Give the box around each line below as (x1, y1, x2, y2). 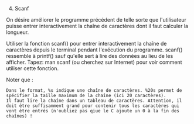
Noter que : (6, 76, 33, 83)
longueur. (6, 29, 29, 36)
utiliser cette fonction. (6, 65, 59, 72)
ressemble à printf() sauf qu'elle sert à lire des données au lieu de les (6, 53, 173, 59)
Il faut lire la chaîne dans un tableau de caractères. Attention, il (6, 98, 182, 104)
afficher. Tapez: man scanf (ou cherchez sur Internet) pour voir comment (6, 58, 183, 66)
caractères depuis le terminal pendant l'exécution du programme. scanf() (6, 46, 183, 53)
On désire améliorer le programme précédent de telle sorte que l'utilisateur (6, 16, 186, 23)
